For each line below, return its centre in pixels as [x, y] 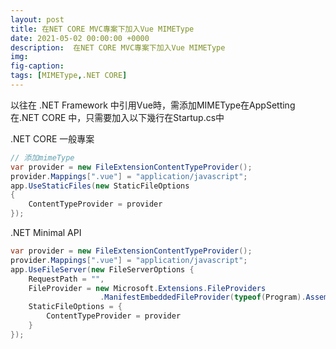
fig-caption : [37, 66]
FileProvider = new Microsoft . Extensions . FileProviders [147, 288]
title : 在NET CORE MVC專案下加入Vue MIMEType [102, 29]
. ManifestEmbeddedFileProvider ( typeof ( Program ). [203, 297]
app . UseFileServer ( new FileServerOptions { [102, 269]
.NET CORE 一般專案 [52, 138]
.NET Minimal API [46, 232]
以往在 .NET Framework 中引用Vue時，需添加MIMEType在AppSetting [153, 105]
